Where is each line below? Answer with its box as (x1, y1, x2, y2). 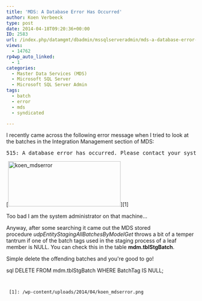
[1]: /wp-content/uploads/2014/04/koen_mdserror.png (8, 289, 144, 296)
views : (6, 43, 23, 49)
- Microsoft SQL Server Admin (11, 82, 87, 88)
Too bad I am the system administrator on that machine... (6, 212, 147, 220)
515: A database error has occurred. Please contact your (6, 150, 181, 157)
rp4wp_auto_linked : (6, 54, 55, 60)
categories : (6, 65, 36, 71)
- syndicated (11, 110, 44, 116)
